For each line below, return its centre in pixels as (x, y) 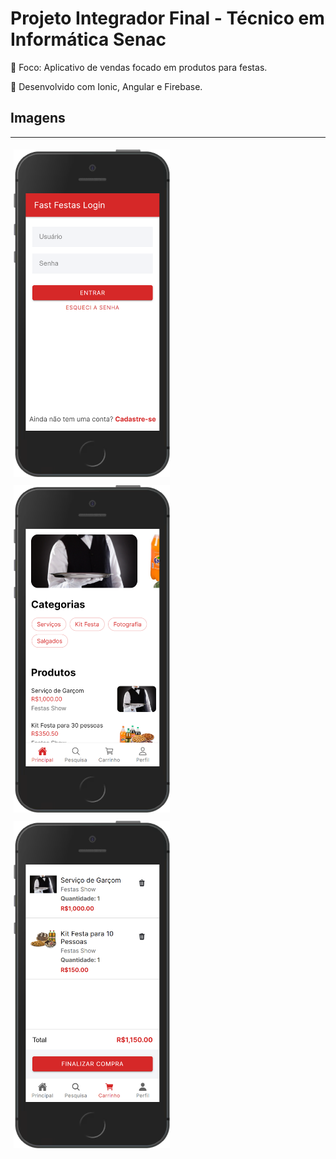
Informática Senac (88, 39)
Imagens (38, 118)
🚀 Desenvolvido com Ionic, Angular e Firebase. (106, 86)
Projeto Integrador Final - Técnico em (167, 18)
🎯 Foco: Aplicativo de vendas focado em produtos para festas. (139, 67)
